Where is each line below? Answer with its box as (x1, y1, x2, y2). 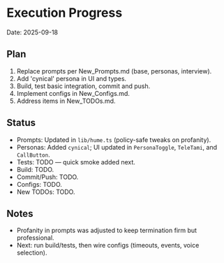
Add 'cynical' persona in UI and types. (16, 74, 127, 83)
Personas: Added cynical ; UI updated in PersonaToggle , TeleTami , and (16, 143, 218, 151)
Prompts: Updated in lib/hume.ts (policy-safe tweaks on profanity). (16, 135, 211, 144)
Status (6, 117, 36, 129)
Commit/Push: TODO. (16, 173, 79, 181)
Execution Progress (6, 5, 123, 21)
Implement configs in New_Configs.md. (16, 89, 130, 97)
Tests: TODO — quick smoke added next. (16, 157, 135, 166)
